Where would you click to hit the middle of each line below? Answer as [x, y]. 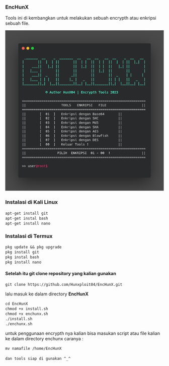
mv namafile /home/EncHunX [33, 349]
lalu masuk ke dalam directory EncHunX [47, 294]
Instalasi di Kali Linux [32, 202]
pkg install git [22, 252]
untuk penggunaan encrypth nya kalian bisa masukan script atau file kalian [82, 333]
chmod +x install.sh [27, 309]
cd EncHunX [17, 304]
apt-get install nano [28, 223]
